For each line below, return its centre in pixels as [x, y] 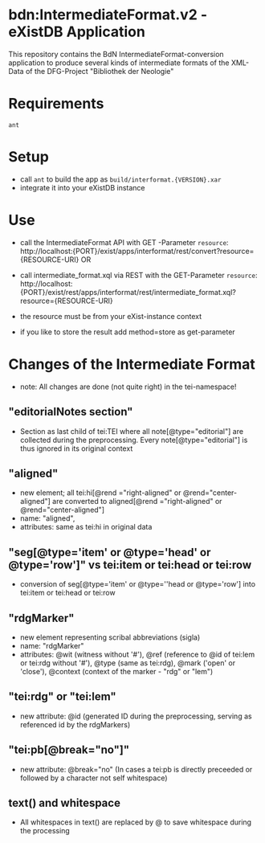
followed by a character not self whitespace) [94, 778]
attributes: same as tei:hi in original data [86, 527]
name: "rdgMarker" [52, 645]
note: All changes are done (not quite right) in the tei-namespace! [128, 387]
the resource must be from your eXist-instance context [111, 316]
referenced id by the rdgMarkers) [75, 724]
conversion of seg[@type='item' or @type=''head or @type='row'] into [137, 584]
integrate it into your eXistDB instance [83, 187]
